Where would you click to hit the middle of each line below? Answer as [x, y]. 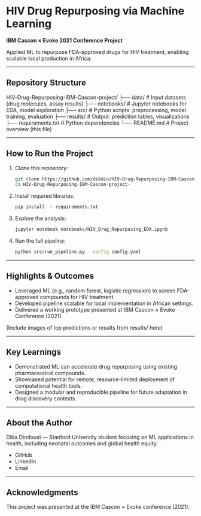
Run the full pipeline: [40, 241]
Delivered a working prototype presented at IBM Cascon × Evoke [95, 309]
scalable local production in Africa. [49, 58]
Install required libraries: [45, 196]
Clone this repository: [41, 168]
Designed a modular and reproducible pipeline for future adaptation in [101, 392]
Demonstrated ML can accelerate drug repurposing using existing [96, 366]
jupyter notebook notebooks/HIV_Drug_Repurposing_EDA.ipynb [91, 230]
